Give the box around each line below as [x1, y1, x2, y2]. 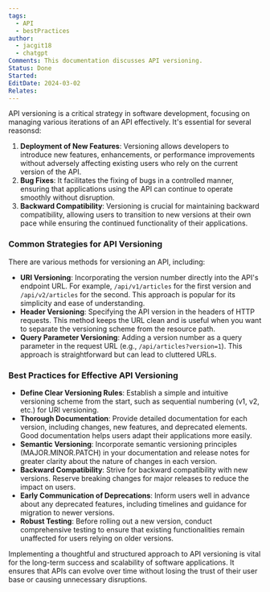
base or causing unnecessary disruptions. [8, 574, 148, 584]
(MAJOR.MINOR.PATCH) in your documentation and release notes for [19, 448, 251, 457]
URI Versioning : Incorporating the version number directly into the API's [19, 272, 259, 282]
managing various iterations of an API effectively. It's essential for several [8, 118, 252, 127]
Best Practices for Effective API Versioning [8, 370, 178, 381]
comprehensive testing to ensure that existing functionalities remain [19, 524, 245, 534]
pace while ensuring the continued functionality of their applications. [19, 218, 248, 228]
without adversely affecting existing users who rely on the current [19, 159, 239, 168]
